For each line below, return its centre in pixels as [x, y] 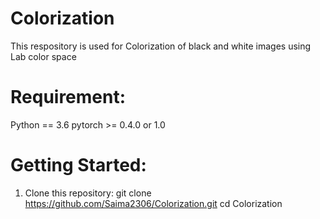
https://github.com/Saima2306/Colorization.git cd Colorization [153, 203]
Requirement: [68, 97]
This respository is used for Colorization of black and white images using [161, 46]
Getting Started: [78, 165]
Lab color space [43, 56]
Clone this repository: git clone [88, 193]
